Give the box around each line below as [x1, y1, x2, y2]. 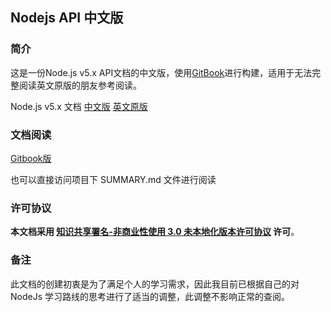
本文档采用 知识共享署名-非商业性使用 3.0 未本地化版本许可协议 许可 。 [10, 226, 300, 238]
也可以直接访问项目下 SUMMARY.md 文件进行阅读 [10, 173, 217, 185]
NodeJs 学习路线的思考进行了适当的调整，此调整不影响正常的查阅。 [10, 290, 290, 302]
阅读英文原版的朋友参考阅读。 [18, 79, 142, 91]
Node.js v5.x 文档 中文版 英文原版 [10, 100, 148, 112]
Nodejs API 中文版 [10, 9, 124, 27]
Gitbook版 [10, 152, 52, 164]
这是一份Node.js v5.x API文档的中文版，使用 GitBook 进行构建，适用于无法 [10, 66, 313, 78]
